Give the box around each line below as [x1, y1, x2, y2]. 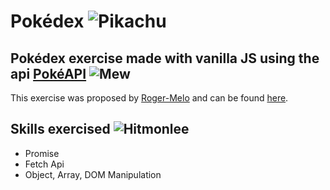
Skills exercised [10, 121, 111, 138]
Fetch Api [24, 158, 65, 170]
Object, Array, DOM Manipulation [24, 168, 162, 180]
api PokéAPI [10, 65, 87, 82]
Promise [24, 147, 60, 159]
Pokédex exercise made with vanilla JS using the [10, 50, 320, 67]
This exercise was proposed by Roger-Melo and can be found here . [10, 92, 289, 104]
